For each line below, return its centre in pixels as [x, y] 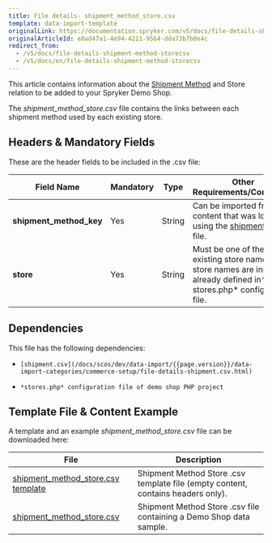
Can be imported [224, 206]
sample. [152, 527]
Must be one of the [228, 249]
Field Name [57, 187]
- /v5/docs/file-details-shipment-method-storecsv [103, 53]
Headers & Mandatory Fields [82, 142]
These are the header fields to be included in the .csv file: [104, 162]
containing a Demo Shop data [194, 517]
